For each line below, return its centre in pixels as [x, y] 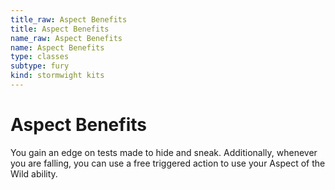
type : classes [40, 57]
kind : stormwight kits [57, 76]
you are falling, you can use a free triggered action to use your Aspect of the [168, 163]
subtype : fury [40, 66]
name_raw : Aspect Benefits [66, 38]
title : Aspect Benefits [60, 29]
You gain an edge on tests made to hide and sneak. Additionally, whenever [164, 152]
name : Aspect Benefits [57, 47]
